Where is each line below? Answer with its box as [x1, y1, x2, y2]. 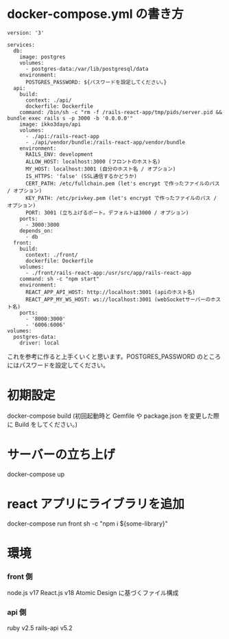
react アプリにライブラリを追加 [7, 496, 185, 512]
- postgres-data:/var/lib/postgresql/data [25, 65, 149, 72]
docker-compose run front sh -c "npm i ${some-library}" [7, 519, 168, 528]
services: [7, 41, 36, 48]
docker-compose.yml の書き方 [7, 6, 184, 22]
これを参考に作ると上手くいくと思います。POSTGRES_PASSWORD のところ [7, 352, 221, 361]
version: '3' [7, 29, 45, 36]
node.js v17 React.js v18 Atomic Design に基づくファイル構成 [7, 589, 179, 597]
